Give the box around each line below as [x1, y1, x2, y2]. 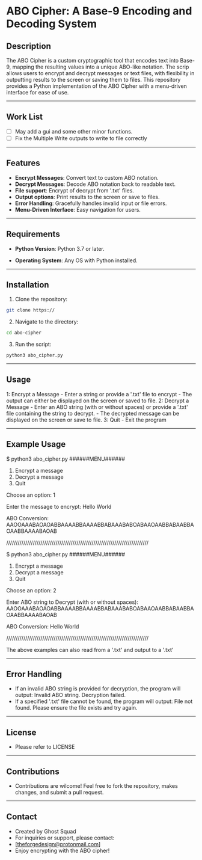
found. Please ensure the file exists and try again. [14, 704, 138, 711]
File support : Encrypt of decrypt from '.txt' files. [14, 186, 134, 194]
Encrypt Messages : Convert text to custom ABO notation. [14, 174, 159, 181]
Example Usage [6, 439, 66, 449]
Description [6, 41, 51, 51]
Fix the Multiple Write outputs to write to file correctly [14, 134, 147, 142]
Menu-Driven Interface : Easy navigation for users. [14, 206, 141, 213]
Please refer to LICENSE [14, 743, 75, 751]
